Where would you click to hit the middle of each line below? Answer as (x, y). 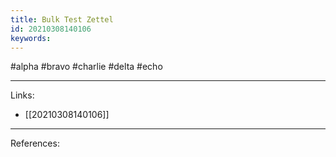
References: (35, 143)
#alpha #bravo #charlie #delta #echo (86, 67)
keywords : (31, 38)
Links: (22, 95)
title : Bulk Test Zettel (62, 19)
